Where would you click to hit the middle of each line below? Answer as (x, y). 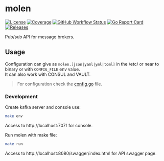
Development (22, 96)
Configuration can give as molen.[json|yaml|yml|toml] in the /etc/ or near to (82, 64)
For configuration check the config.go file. (59, 84)
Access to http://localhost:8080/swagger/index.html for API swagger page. (81, 153)
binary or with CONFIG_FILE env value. (43, 69)
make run (14, 144)
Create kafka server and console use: (43, 107)
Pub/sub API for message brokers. (40, 37)
